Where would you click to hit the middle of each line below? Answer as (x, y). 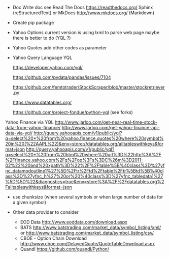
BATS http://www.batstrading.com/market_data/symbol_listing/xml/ (91, 227)
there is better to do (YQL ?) (42, 38)
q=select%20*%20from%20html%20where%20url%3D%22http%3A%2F (83, 154)
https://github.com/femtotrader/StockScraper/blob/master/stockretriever (89, 87)
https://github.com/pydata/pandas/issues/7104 (62, 77)
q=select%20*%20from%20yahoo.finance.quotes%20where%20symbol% (84, 138)
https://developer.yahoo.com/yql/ (47, 67)
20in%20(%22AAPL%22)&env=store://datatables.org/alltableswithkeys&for (84, 144)
